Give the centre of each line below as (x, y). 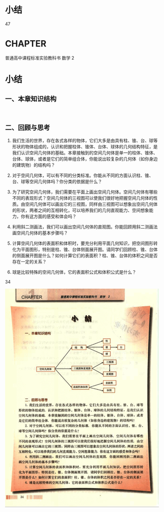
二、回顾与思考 (28, 128)
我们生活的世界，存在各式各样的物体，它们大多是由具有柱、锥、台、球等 (85, 140)
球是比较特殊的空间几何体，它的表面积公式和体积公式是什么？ (74, 272)
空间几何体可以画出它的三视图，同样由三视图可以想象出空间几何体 (91, 204)
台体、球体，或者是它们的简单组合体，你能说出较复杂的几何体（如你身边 (85, 159)
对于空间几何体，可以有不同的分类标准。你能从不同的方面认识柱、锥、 (83, 175)
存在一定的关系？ (29, 261)
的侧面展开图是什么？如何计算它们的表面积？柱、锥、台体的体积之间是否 (85, 256)
